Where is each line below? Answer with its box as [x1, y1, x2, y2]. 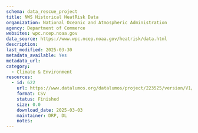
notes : [16, 118, 33, 124]
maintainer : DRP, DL [16, 112, 67, 118]
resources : [6, 74, 33, 80]
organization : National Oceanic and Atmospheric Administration [6, 19, 167, 25]
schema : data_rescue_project [6, 8, 78, 15]
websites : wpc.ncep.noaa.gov [6, 31, 78, 36]
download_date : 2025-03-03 [16, 107, 83, 113]
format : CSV [16, 91, 46, 97]
